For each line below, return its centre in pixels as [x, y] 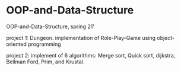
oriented [16, 44]
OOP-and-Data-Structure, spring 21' [50, 26]
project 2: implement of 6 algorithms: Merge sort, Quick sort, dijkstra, [91, 55]
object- [166, 38]
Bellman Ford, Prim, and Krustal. [45, 62]
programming [44, 44]
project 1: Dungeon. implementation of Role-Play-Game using [81, 38]
